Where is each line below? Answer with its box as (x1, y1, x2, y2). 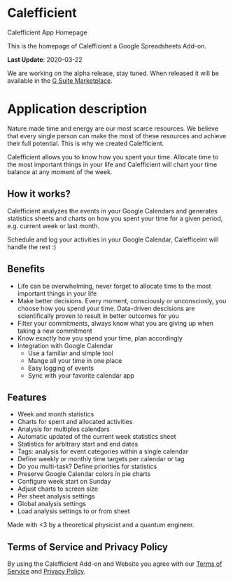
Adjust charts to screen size (17, 484, 99, 493)
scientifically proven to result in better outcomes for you (17, 311, 180, 320)
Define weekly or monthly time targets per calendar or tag (17, 455, 185, 463)
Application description (7, 101, 148, 117)
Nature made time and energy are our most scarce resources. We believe (7, 124, 219, 133)
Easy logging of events (27, 364, 94, 372)
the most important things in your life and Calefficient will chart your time (7, 160, 218, 168)
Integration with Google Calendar (17, 341, 113, 350)
